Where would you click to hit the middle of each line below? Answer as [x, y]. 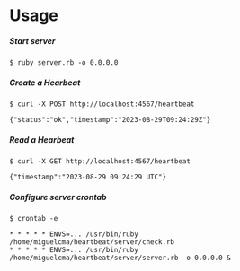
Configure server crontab [58, 197]
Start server [32, 40]
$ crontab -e [34, 219]
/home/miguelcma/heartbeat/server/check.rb [92, 242]
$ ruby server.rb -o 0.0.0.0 [64, 63]
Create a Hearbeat [45, 83]
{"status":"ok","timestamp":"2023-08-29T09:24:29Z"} [110, 120]
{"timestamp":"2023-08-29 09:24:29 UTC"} [88, 177]
